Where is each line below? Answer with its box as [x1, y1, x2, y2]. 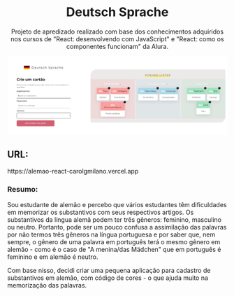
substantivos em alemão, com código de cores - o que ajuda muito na [7, 274, 208, 282]
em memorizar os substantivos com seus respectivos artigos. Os [7, 208, 194, 216]
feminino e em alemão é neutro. [7, 253, 99, 261]
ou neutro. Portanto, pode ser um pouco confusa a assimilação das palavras [7, 223, 227, 231]
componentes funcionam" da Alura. [66, 42, 169, 50]
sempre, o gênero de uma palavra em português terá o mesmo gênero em [7, 237, 221, 246]
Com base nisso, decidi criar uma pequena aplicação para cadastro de [7, 266, 211, 274]
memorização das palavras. [7, 281, 87, 289]
